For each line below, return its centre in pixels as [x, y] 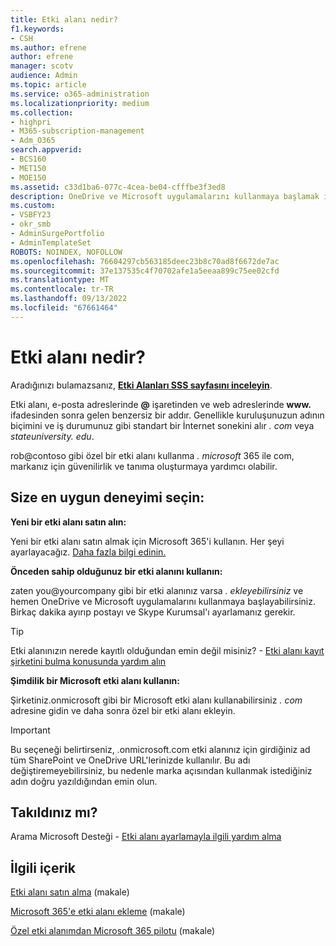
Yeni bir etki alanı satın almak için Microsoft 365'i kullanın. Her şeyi [147, 541]
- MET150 [28, 168]
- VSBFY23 [31, 215]
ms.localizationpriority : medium [80, 103]
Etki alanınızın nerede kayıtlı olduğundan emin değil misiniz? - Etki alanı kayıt [167, 650]
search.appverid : [46, 150]
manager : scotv [42, 66]
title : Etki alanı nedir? [64, 19]
